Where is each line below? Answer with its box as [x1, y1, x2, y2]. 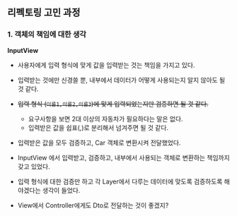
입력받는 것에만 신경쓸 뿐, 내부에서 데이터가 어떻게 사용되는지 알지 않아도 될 [17, 76, 226, 84]
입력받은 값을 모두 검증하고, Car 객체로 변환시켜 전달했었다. [17, 138, 181, 147]
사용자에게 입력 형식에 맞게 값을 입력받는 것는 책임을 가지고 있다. [17, 61, 195, 69]
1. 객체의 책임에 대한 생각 [7, 30, 87, 40]
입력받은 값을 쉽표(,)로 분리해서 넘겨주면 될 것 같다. [28, 123, 168, 132]
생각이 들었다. [42, 186, 81, 194]
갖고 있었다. [17, 162, 51, 171]
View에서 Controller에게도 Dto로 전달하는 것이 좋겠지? [17, 200, 169, 210]
